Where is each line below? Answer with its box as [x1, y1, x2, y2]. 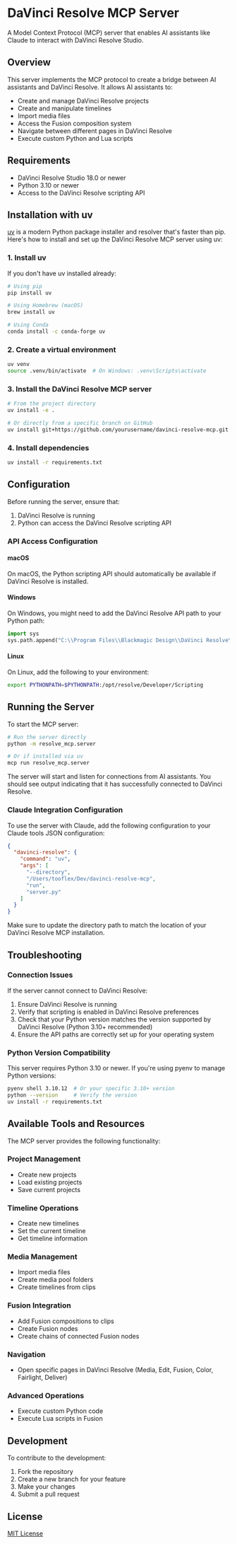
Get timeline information [17, 1234, 88, 1243]
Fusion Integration [7, 1300, 72, 1310]
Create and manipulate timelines [17, 104, 111, 113]
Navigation [7, 1349, 46, 1359]
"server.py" [25, 888, 61, 896]
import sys [7, 630, 39, 638]
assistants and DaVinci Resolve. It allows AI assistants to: [7, 83, 173, 91]
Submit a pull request [17, 1490, 80, 1499]
